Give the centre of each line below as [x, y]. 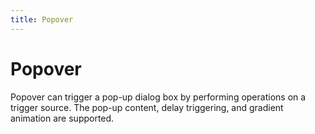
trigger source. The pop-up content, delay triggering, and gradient [147, 107]
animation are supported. [62, 118]
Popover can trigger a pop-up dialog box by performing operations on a [158, 97]
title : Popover [42, 19]
